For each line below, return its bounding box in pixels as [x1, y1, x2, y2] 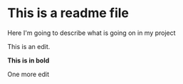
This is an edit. [7, 42, 51, 51]
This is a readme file [7, 5, 130, 21]
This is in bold [7, 56, 50, 65]
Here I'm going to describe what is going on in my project [7, 28, 176, 37]
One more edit [7, 70, 50, 78]
